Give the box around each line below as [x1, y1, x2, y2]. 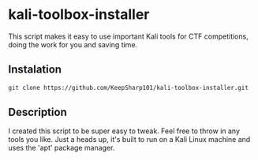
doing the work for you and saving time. [8, 39, 138, 49]
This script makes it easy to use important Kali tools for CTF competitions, [8, 32, 249, 41]
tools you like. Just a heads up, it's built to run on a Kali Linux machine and [8, 135, 251, 144]
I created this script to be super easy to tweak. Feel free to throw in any [8, 126, 241, 136]
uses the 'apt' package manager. [8, 143, 115, 153]
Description [8, 106, 67, 119]
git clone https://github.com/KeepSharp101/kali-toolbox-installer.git [8, 84, 249, 91]
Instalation [8, 63, 62, 76]
